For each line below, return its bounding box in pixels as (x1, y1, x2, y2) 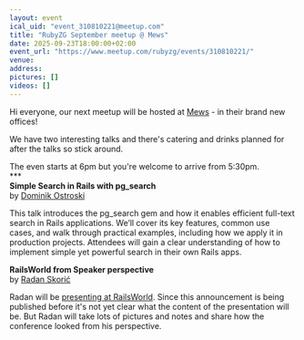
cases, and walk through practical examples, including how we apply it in (9, 227, 284, 238)
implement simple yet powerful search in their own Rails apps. (9, 246, 242, 257)
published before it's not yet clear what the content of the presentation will (9, 301, 289, 312)
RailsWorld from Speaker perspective (9, 263, 155, 274)
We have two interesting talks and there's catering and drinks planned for (9, 133, 285, 144)
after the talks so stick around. (9, 143, 124, 154)
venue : (9, 56, 35, 65)
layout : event (9, 13, 64, 23)
